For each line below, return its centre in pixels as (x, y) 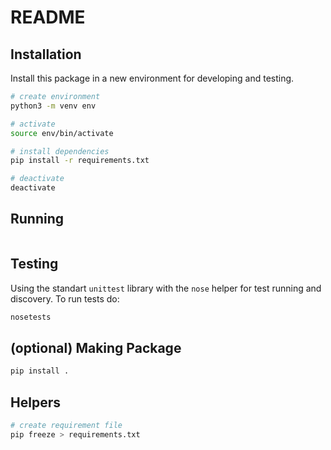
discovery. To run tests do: (65, 298)
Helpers (35, 402)
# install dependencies (60, 151)
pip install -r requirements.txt (80, 161)
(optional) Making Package (96, 347)
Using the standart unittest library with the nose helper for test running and (166, 288)
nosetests (31, 317)
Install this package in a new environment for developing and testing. (152, 78)
